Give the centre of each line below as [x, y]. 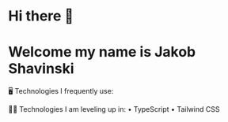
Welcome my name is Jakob [102, 52]
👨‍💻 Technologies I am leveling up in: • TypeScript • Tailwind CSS [114, 109]
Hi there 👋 [41, 16]
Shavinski [41, 69]
